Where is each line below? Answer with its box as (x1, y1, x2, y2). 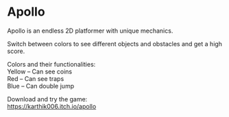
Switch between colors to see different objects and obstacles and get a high (7, 39, 223, 48)
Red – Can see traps (7, 74, 64, 82)
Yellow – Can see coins (7, 67, 73, 76)
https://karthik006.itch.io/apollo (7, 102, 97, 110)
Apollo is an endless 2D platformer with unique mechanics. (7, 27, 173, 35)
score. (7, 47, 25, 55)
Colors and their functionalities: (7, 60, 96, 68)
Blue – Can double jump (7, 82, 74, 90)
